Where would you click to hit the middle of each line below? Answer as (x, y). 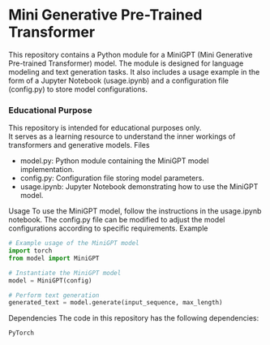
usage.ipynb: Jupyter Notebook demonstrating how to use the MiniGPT (139, 187)
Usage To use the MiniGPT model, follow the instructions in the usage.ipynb (135, 211)
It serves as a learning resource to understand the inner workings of (122, 136)
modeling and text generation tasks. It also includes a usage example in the (134, 71)
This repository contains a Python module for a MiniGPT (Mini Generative (131, 54)
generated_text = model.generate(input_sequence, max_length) (116, 303)
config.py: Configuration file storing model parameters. (112, 178)
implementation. (47, 170)
